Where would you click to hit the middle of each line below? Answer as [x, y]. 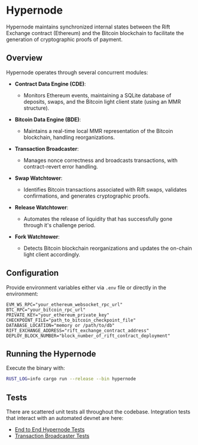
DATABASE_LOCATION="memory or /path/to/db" [61, 325]
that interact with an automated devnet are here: [65, 418]
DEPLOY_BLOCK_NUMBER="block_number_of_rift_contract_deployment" [88, 336]
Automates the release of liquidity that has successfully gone [98, 219]
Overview [25, 58]
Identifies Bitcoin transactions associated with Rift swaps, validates [105, 189]
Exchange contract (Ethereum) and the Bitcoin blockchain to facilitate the [95, 33]
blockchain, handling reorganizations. [69, 137]
